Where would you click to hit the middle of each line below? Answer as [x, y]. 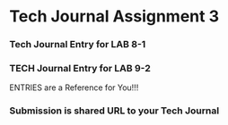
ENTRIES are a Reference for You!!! [74, 87]
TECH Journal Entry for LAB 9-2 [80, 69]
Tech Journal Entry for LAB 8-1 [78, 45]
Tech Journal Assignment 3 [114, 17]
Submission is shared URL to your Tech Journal [114, 111]
